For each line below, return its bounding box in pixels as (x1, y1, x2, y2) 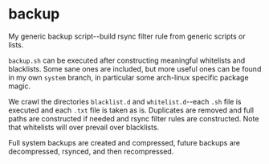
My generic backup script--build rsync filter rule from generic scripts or (8, 31, 247, 41)
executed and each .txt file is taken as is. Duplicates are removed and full (8, 105, 255, 115)
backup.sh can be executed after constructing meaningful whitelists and (8, 55, 246, 65)
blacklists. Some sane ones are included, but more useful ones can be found (8, 64, 262, 73)
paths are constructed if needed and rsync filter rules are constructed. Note (8, 113, 259, 123)
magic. (8, 81, 31, 91)
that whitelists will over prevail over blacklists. (8, 122, 160, 132)
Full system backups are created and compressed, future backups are (8, 137, 241, 147)
